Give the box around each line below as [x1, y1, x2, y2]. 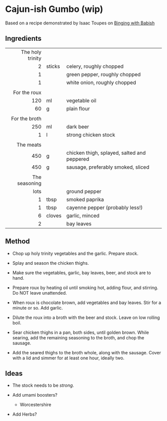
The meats [16, 141, 42, 148]
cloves [46, 212, 62, 219]
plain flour [66, 105, 90, 112]
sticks [46, 63, 61, 70]
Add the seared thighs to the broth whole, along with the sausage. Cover [12, 349, 162, 355]
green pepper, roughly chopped [66, 71, 141, 78]
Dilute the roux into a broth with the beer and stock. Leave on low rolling [12, 315, 160, 320]
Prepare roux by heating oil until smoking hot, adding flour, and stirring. [12, 285, 159, 291]
